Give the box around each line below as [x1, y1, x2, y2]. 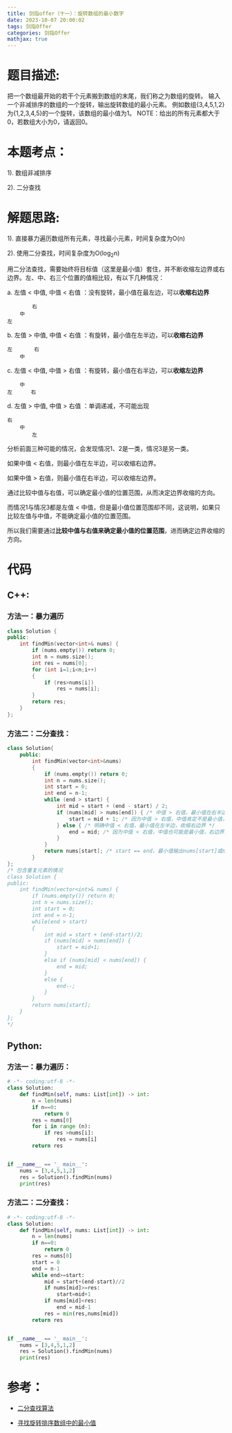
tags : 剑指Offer [7, 23, 52, 30]
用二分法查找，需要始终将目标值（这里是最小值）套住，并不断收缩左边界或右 [7, 265, 225, 273]
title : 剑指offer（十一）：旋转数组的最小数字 [7, 10, 124, 17]
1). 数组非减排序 [7, 169, 52, 177]
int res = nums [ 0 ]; [32, 660, 88, 666]
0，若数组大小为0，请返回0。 [7, 118, 92, 126]
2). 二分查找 [7, 184, 41, 191]
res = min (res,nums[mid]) [43, 1310, 119, 1317]
